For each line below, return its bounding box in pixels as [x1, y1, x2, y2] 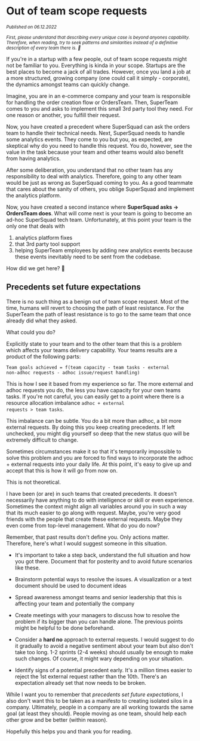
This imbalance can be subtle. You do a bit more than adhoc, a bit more [6, 417, 182, 424]
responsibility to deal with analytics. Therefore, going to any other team [6, 172, 182, 180]
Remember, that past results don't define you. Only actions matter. [6, 533, 170, 541]
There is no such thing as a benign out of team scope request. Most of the [6, 298, 189, 305]
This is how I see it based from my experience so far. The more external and [6, 380, 193, 387]
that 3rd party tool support [14, 240, 81, 248]
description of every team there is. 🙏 [6, 45, 81, 51]
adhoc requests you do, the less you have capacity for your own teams [6, 386, 181, 394]
